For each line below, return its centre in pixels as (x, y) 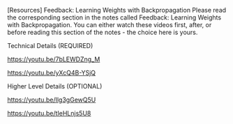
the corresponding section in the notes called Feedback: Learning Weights (114, 17)
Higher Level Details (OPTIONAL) (55, 86)
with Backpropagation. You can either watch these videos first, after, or (110, 25)
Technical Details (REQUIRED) (50, 46)
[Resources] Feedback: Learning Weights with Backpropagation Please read (117, 10)
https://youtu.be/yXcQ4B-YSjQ (52, 73)
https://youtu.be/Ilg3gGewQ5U (52, 100)
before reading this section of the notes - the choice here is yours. (103, 32)
